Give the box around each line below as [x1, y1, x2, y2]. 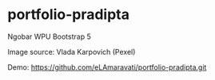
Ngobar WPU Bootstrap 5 [7, 32, 91, 41]
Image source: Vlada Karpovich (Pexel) [7, 47, 136, 56]
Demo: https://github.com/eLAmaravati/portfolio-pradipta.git [7, 62, 207, 72]
